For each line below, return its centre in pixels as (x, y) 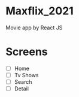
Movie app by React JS (34, 28)
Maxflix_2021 (40, 11)
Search (23, 82)
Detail (22, 89)
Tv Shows (26, 75)
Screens (27, 52)
